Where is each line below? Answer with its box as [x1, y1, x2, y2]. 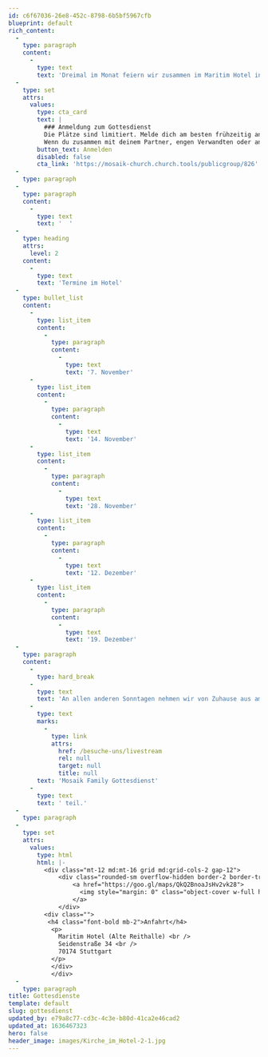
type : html [37, 851, 73, 859]
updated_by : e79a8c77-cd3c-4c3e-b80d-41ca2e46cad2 [8, 1015, 180, 1023]
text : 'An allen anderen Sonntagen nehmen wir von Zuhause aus [37, 695, 251, 703]
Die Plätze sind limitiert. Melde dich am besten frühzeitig [43, 130, 251, 138]
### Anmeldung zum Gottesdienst [43, 123, 152, 131]
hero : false [8, 1029, 48, 1037]
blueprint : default [8, 19, 73, 27]
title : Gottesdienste [8, 992, 81, 1000]
